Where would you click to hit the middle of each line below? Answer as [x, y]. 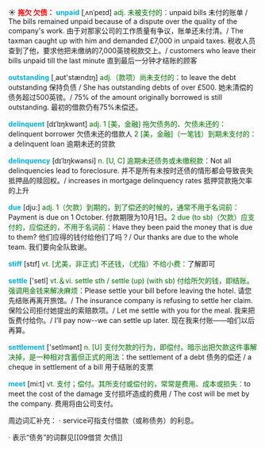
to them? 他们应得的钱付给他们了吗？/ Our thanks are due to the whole [123, 237]
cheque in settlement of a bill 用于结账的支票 [81, 367]
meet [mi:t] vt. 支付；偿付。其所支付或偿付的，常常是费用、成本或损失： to [130, 384]
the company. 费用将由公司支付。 [63, 403]
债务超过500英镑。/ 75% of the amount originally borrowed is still [115, 97]
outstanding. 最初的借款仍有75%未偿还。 [75, 107]
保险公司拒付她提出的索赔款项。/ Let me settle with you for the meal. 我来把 [132, 310]
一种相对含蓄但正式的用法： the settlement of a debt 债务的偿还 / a [144, 357]
